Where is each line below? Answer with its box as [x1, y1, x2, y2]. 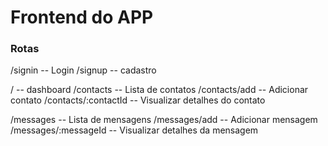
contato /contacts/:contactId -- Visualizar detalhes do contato [10, 94, 266, 106]
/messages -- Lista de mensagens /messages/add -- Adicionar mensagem [10, 114, 318, 126]
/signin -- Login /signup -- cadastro [10, 64, 157, 76]
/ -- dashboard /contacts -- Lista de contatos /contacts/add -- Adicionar [10, 84, 309, 96]
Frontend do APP [10, 6, 154, 29]
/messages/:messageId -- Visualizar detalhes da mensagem [10, 124, 259, 136]
